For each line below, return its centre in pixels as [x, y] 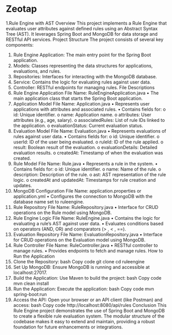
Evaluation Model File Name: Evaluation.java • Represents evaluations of [90, 131]
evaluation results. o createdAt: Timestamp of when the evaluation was [88, 153]
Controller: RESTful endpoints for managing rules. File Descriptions [84, 87]
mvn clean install [31, 283]
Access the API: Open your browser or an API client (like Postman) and [88, 300]
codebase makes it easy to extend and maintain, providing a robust [84, 321]
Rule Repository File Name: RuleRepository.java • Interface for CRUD [86, 207]
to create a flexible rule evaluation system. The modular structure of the [89, 316]
